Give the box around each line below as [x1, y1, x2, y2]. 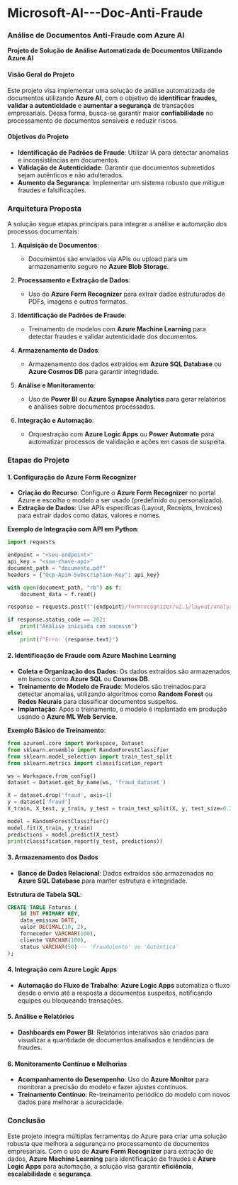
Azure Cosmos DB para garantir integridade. [28, 368, 159, 376]
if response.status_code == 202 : [7, 616, 106, 624]
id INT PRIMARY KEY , [20, 910, 81, 917]
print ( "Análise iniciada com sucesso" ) [20, 623, 138, 630]
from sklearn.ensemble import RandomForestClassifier [7, 746, 170, 754]
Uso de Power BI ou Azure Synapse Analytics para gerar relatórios [28, 395, 226, 404]
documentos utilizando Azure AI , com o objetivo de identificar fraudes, [7, 94, 217, 102]
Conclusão [7, 1115, 46, 1125]
